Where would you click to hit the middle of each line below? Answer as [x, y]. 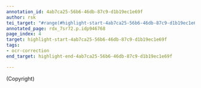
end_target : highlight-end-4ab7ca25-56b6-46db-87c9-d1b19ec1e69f [89, 56]
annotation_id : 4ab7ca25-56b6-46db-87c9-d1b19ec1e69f [75, 12]
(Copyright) [20, 78]
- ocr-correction [28, 51]
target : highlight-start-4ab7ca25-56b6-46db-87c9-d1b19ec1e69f [87, 40]
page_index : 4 [24, 34]
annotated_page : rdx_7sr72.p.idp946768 [56, 28]
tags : [13, 45]
